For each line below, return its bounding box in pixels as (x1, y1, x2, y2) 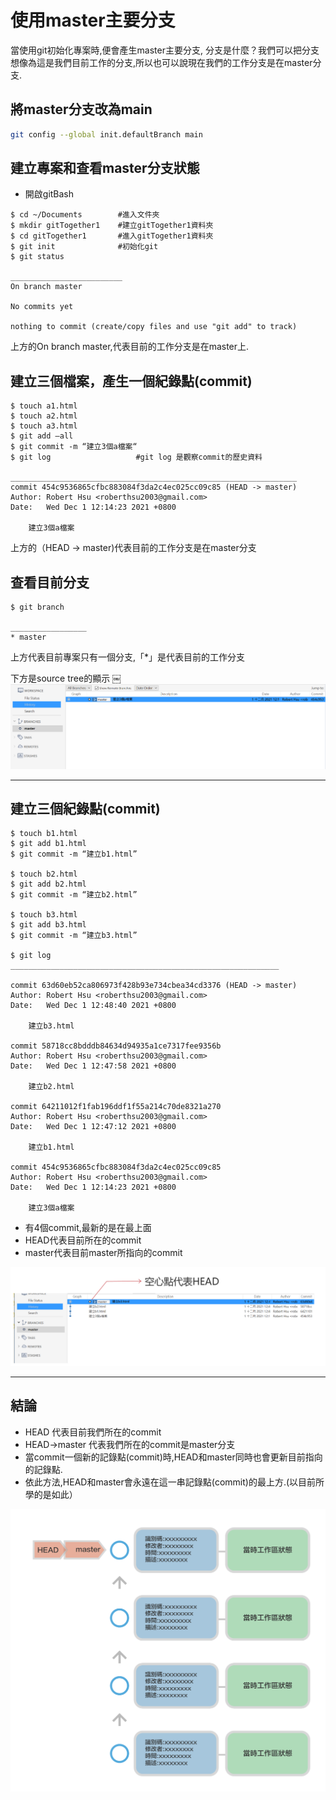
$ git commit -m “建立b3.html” (10, 931, 138, 941)
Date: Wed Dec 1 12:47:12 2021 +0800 (10, 1122, 177, 1132)
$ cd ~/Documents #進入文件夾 (10, 210, 160, 220)
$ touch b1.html (10, 829, 78, 839)
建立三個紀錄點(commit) (10, 800, 161, 817)
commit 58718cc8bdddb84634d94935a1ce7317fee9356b (10, 1041, 222, 1051)
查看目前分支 (10, 574, 90, 591)
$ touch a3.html (10, 421, 78, 431)
